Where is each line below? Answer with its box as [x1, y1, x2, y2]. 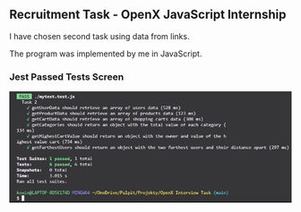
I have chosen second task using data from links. [9, 30, 190, 41]
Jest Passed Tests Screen [9, 71, 125, 83]
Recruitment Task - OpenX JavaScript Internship [9, 7, 287, 22]
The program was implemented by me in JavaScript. [9, 48, 202, 59]
